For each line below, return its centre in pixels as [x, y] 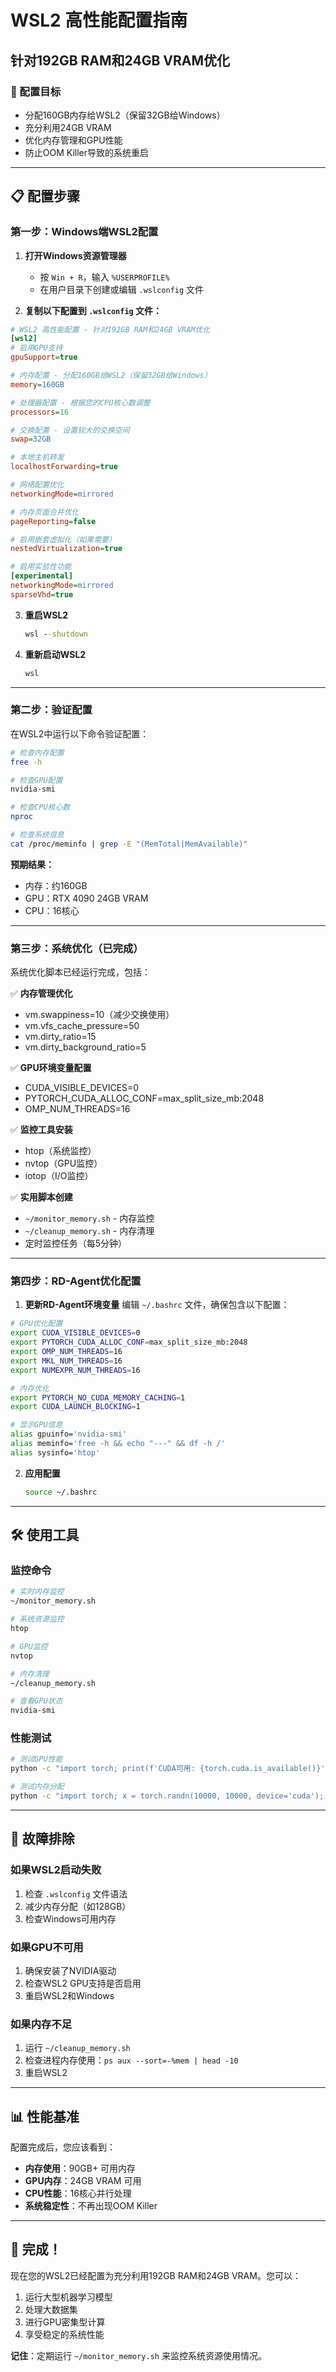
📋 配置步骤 [45, 196]
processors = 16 [40, 412]
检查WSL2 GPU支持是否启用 [83, 1983]
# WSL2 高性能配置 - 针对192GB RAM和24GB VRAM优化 [110, 329]
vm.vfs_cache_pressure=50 [82, 1026]
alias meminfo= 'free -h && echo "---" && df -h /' [118, 1444]
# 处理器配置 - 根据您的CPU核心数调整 [80, 402]
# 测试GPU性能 [36, 1759]
